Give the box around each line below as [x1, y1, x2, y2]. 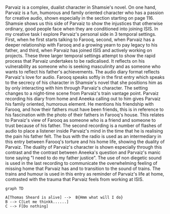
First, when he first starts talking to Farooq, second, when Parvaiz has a [5, 36, 155, 42]
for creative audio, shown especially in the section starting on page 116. [5, 15, 154, 21]
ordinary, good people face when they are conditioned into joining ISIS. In [5, 26, 158, 32]
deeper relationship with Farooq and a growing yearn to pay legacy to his [5, 42, 158, 48]
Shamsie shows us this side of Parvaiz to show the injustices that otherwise [5, 20, 163, 26]
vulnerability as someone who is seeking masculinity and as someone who [5, 63, 161, 69]
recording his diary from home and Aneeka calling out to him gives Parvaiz [5, 96, 161, 102]
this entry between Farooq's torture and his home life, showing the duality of [5, 139, 165, 145]
